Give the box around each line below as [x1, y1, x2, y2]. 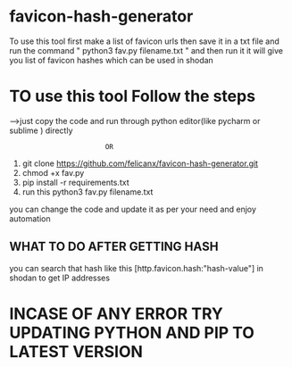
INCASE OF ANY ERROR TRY [9, 304, 223, 323]
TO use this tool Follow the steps [9, 87, 256, 106]
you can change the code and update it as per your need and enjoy [9, 204, 257, 214]
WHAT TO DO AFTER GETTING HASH [9, 239, 219, 254]
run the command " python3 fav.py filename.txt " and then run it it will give [9, 45, 284, 55]
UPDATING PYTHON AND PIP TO [9, 322, 254, 343]
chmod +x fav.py [21, 167, 85, 178]
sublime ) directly [9, 125, 73, 136]
